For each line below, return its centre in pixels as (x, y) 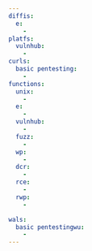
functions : (27, 84)
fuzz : (25, 136)
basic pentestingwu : (50, 227)
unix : (25, 91)
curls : (19, 62)
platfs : (21, 39)
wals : (17, 219)
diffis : (21, 16)
